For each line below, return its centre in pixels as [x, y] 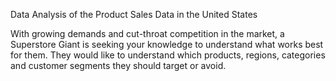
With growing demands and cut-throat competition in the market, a [147, 33]
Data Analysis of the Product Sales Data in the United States [134, 14]
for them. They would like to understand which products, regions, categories [168, 55]
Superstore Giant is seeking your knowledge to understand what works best [167, 44]
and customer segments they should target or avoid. [118, 65]
